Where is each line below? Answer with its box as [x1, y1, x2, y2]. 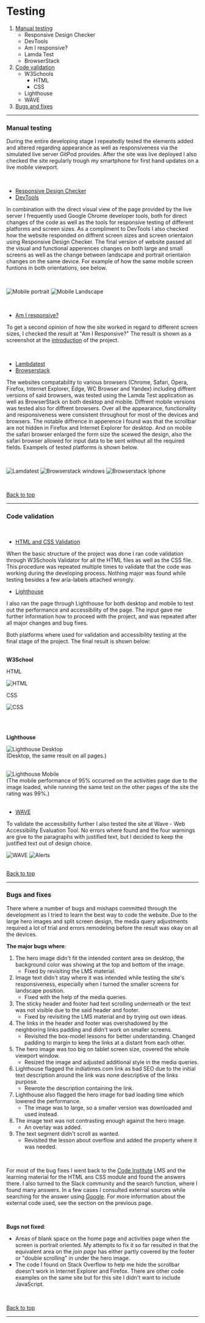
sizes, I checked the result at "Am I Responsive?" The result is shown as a [6, 330, 192, 337]
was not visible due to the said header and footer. [15, 1006, 140, 1014]
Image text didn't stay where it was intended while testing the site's [15, 973, 185, 981]
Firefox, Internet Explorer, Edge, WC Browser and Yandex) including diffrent [6, 385, 196, 392]
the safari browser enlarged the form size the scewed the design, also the [6, 430, 192, 438]
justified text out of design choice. [6, 839, 93, 847]
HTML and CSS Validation [15, 538, 81, 545]
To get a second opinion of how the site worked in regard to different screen [6, 323, 198, 331]
